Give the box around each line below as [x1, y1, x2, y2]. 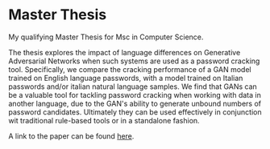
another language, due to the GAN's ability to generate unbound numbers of [8, 99, 262, 108]
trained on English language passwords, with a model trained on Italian [8, 73, 243, 83]
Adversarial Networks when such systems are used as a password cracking [8, 56, 260, 66]
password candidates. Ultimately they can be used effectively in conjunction [8, 107, 262, 117]
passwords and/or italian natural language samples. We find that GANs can [8, 82, 258, 91]
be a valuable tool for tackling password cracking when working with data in [8, 90, 262, 99]
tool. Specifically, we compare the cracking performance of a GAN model [8, 64, 251, 74]
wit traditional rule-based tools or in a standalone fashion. [8, 115, 200, 125]
